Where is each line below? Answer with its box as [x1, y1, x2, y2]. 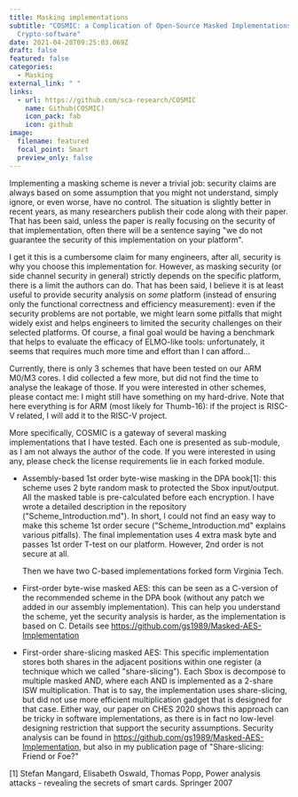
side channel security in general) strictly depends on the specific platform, [9, 270, 282, 280]
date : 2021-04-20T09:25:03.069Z [9, 37, 129, 47]
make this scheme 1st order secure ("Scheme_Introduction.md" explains [21, 520, 286, 531]
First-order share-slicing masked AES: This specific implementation [21, 647, 270, 658]
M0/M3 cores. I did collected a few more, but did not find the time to [9, 372, 259, 383]
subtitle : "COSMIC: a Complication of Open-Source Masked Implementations [9, 21, 292, 30]
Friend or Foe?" [21, 751, 79, 761]
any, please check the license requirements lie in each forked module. [9, 455, 265, 466]
